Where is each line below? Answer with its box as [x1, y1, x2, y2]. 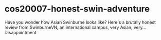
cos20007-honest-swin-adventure [4, 3, 150, 14]
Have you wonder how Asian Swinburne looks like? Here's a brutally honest [4, 19, 156, 25]
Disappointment [4, 29, 36, 35]
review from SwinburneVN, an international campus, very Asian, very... [4, 24, 146, 30]
